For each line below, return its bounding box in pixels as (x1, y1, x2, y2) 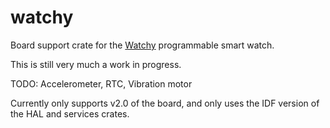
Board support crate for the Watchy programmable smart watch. (10, 39, 275, 51)
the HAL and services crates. (10, 107, 130, 120)
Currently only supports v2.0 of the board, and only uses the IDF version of (10, 97, 320, 109)
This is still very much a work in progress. (10, 58, 182, 70)
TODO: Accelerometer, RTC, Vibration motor (10, 77, 193, 90)
